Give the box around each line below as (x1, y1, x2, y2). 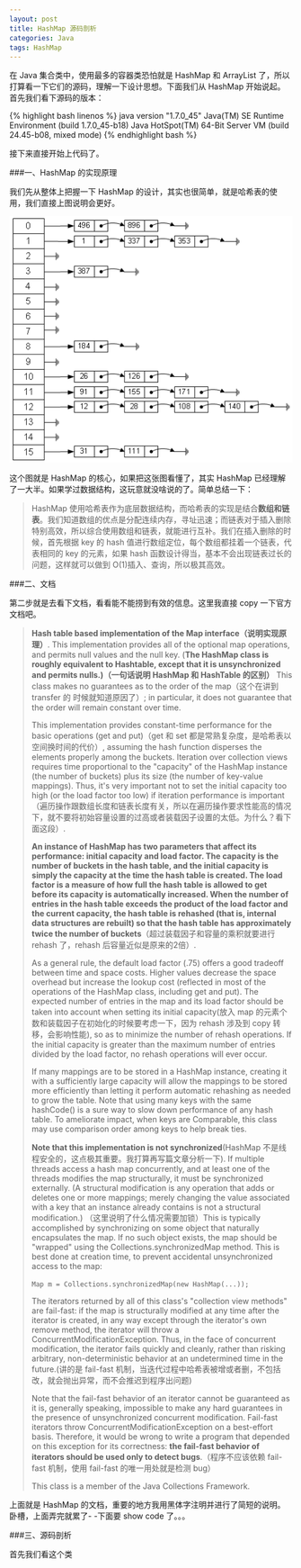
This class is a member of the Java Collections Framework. (31, 1481, 251, 1491)
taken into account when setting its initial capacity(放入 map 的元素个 (31, 1006, 288, 1017)
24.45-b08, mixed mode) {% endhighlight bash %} (9, 130, 198, 140)
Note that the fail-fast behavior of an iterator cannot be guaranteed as (31, 1392, 290, 1403)
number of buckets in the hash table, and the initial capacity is (31, 860, 270, 870)
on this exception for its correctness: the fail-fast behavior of (31, 1440, 261, 1451)
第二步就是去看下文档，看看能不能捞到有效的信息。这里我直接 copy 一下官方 (9, 597, 292, 608)
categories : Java (9, 33, 75, 42)
